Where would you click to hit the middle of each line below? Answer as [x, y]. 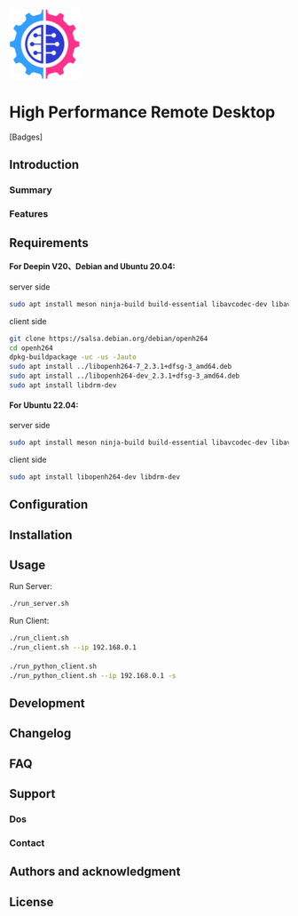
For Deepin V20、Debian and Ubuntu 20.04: [92, 267]
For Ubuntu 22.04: [44, 405]
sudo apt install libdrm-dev [63, 386]
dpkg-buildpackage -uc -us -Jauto [73, 357]
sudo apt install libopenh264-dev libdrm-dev [94, 477]
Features [29, 214]
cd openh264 [31, 348]
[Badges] [26, 137]
